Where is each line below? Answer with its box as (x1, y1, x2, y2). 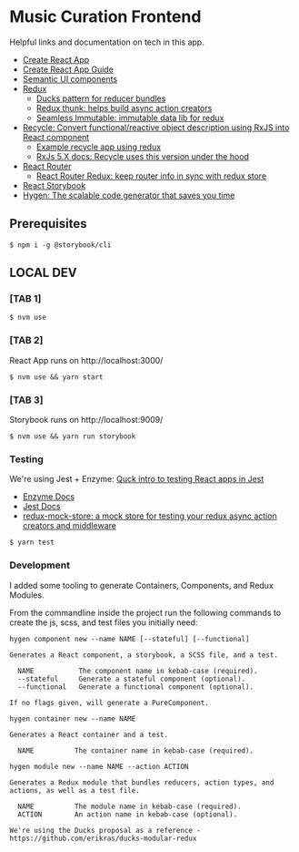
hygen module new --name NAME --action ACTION (9, 762, 189, 771)
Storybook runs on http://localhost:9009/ (9, 415, 164, 426)
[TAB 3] (9, 394, 44, 406)
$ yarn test (9, 538, 55, 548)
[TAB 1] (9, 293, 42, 305)
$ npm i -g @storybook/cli (9, 240, 112, 250)
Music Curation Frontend (9, 6, 202, 27)
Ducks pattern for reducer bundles (35, 93, 166, 104)
